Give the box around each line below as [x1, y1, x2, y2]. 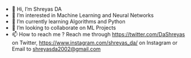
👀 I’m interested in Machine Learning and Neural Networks [11, 12, 154, 19]
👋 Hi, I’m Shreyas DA [11, 6, 62, 12]
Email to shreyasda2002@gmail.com [11, 46, 101, 52]
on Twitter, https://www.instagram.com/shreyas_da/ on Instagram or [11, 39, 178, 46]
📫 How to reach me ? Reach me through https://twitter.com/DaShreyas [11, 31, 185, 37]
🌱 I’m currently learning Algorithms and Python [11, 18, 126, 25]
